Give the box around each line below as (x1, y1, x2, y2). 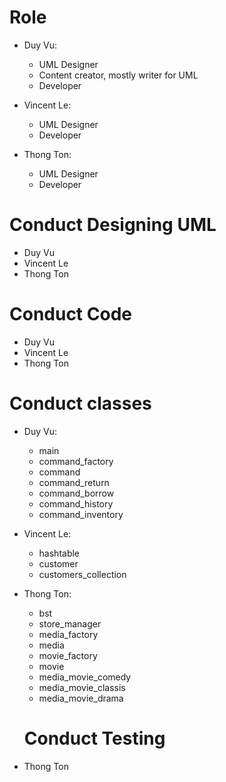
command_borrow (38, 487, 115, 499)
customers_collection (38, 568, 127, 580)
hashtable (38, 547, 81, 559)
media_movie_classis (38, 681, 126, 693)
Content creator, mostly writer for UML (38, 69, 199, 81)
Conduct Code (9, 303, 132, 326)
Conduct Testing (23, 727, 166, 750)
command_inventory (38, 508, 124, 520)
